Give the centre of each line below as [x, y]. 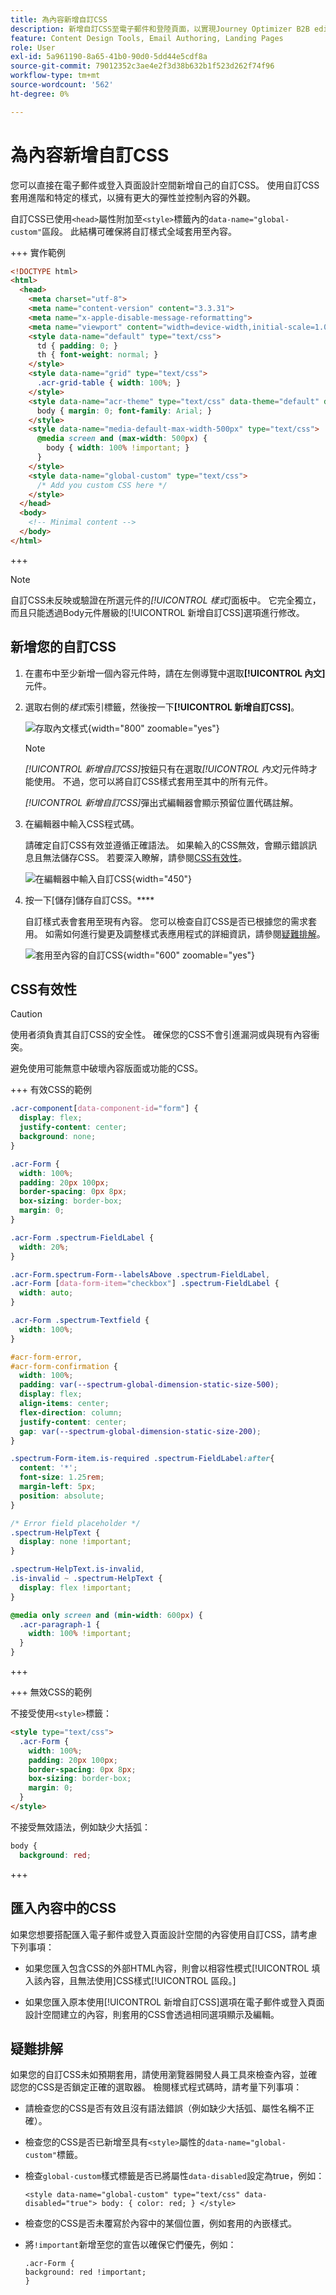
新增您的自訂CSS [63, 647]
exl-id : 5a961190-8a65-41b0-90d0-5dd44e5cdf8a [109, 57]
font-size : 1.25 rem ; [62, 1477]
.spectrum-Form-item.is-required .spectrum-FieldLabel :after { [142, 1459]
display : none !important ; [75, 1542]
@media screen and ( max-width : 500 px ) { [122, 439]
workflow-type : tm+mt [55, 76]
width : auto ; [46, 1293]
